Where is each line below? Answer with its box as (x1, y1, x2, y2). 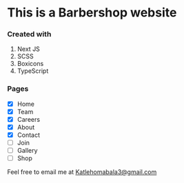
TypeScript (17, 67, 49, 75)
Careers (17, 115, 40, 123)
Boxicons (17, 60, 44, 68)
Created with (7, 30, 52, 39)
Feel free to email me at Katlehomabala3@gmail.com (7, 168, 157, 176)
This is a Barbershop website (7, 5, 177, 21)
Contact (17, 131, 40, 139)
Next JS (17, 45, 40, 53)
